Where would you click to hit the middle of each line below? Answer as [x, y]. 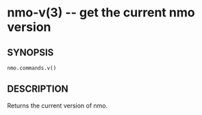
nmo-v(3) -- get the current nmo [101, 13]
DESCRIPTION [38, 89]
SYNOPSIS [30, 52]
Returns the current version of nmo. [58, 105]
